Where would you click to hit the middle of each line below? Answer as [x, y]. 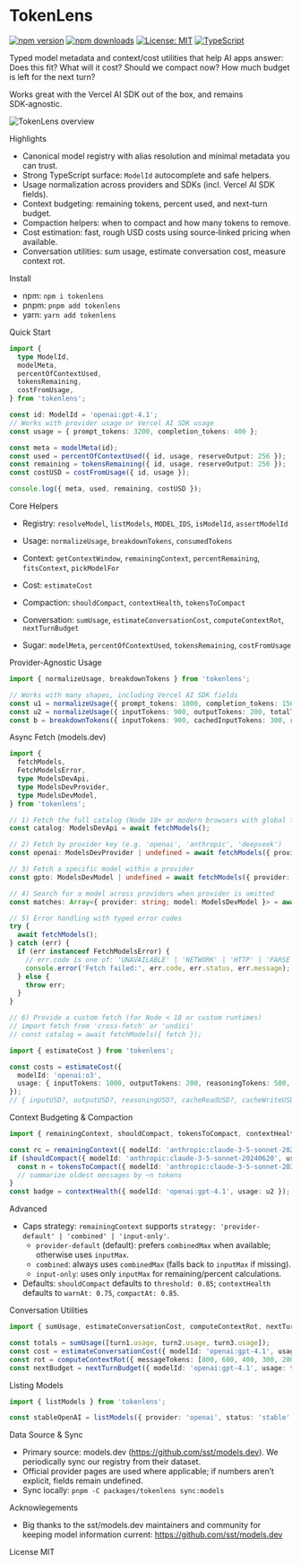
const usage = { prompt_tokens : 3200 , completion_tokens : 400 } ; [133, 432]
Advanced [28, 1209]
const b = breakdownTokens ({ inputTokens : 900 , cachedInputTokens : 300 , [148, 720]
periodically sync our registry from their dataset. [112, 1462]
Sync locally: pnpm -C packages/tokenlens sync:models [123, 1490]
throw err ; [46, 985]
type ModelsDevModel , [58, 795]
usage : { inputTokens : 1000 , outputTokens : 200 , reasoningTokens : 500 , [154, 1083]
